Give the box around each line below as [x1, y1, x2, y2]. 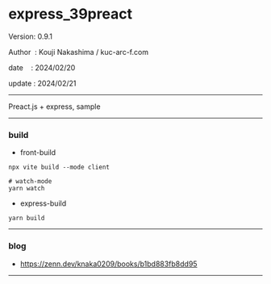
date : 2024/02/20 [8, 62, 76, 73]
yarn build [8, 215, 45, 223]
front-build [19, 148, 56, 157]
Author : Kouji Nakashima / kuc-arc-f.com [8, 47, 149, 56]
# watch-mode [8, 177, 52, 186]
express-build [19, 198, 67, 208]
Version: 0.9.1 [8, 31, 53, 41]
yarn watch [8, 185, 45, 193]
